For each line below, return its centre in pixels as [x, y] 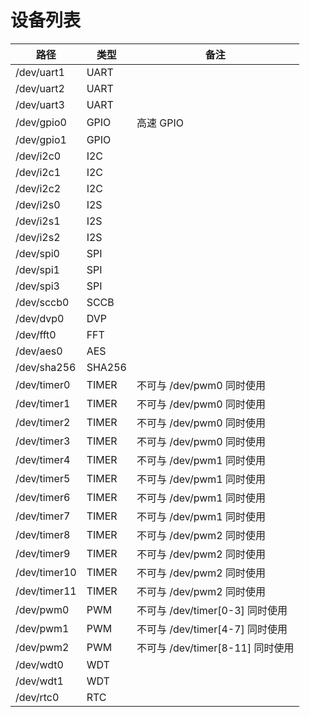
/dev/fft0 [36, 334]
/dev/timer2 [43, 422]
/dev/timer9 [43, 553]
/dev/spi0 [37, 253]
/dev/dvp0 [40, 318]
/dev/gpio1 [41, 139]
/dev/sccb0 [42, 302]
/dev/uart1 [40, 72]
